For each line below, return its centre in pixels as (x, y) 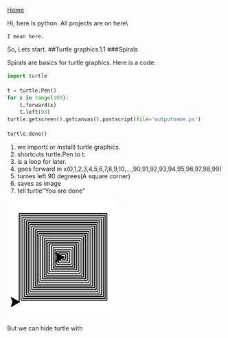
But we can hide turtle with (45, 328)
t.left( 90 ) (35, 112)
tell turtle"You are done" (51, 191)
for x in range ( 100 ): (38, 98)
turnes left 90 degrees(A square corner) (73, 176)
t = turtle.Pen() (32, 90)
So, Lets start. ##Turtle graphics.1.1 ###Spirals (73, 49)
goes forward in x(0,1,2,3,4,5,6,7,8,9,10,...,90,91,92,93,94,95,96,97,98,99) (119, 169)
